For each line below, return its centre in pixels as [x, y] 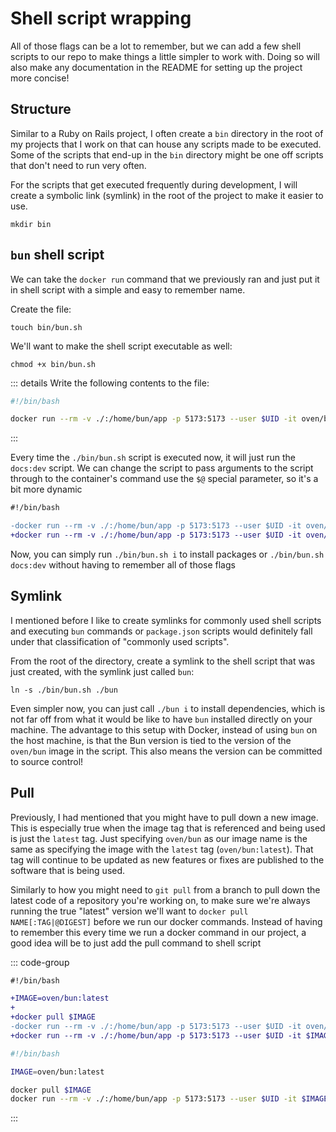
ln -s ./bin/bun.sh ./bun [64, 690]
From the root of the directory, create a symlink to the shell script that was [163, 661]
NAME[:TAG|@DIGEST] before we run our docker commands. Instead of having [166, 921]
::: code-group [40, 962]
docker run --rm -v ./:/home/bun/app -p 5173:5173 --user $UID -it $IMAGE [169, 1099]
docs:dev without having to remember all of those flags [123, 564]
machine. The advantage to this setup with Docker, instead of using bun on [164, 729]
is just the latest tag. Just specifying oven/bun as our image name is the [159, 838]
